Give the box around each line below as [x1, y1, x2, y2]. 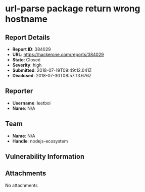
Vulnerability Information [5, 152, 85, 161]
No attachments [5, 182, 38, 188]
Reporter [5, 87, 33, 96]
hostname [5, 13, 48, 25]
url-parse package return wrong [5, 3, 141, 14]
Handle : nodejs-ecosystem [12, 138, 68, 144]
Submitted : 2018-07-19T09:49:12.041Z [12, 67, 92, 73]
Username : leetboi [12, 100, 51, 106]
